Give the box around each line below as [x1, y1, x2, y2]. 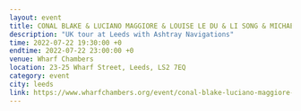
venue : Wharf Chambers [9, 55, 94, 64]
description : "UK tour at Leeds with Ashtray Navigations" [9, 30, 235, 38]
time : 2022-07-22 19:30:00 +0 [9, 38, 123, 47]
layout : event [9, 13, 63, 22]
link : [9, 88, 30, 97]
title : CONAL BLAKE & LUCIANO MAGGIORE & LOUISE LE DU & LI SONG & [9, 21, 267, 30]
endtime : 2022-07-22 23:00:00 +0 [9, 47, 134, 55]
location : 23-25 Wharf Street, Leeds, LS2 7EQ [9, 64, 186, 73]
